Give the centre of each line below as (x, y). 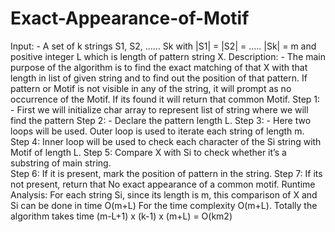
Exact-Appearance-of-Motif (130, 18)
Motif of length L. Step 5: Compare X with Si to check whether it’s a (148, 152)
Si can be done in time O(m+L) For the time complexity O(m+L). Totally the (164, 205)
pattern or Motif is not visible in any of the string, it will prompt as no (151, 88)
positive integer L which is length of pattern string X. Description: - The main (168, 56)
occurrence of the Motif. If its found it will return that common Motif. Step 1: (165, 99)
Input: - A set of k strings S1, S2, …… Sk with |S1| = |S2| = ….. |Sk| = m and (163, 46)
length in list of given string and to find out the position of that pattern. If (159, 78)
